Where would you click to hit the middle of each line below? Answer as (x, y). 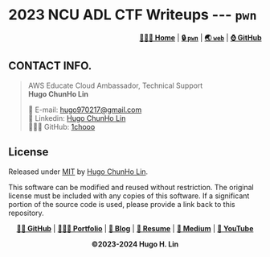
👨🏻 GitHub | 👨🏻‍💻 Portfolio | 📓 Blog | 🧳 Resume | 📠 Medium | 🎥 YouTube (135, 228)
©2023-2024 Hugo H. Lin (135, 244)
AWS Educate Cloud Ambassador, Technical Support (115, 85)
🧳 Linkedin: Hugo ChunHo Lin (77, 118)
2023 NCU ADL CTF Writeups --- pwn (133, 15)
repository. (26, 213)
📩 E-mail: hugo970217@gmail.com (85, 110)
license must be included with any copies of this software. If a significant (129, 196)
